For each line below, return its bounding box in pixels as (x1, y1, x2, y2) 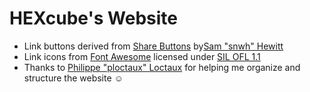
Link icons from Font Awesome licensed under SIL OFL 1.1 (23, 50, 261, 62)
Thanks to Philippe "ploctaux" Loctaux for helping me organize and (23, 61, 301, 73)
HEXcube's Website (9, 7, 178, 30)
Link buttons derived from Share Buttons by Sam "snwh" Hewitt (23, 40, 284, 52)
